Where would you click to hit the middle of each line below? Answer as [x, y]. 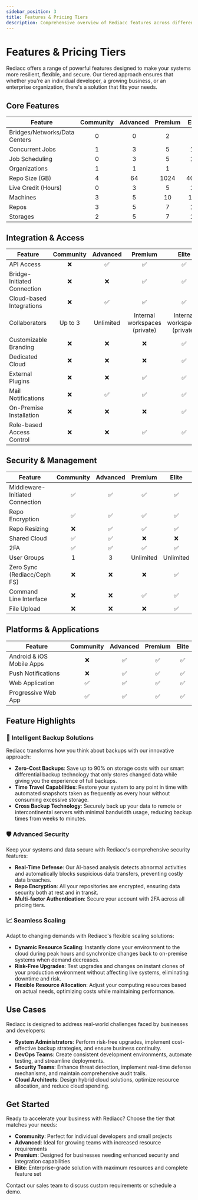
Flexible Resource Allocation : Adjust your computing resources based [100, 985]
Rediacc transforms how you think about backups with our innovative [90, 751]
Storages [22, 217]
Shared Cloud [28, 538]
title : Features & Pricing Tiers [47, 17]
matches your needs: [32, 1125]
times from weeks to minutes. [50, 819]
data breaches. [33, 880]
